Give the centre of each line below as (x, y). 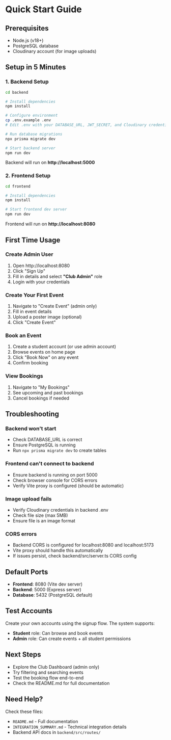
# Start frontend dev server (36, 209)
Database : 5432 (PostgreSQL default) (52, 595)
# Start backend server (31, 148)
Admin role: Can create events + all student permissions (72, 639)
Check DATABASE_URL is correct (47, 440)
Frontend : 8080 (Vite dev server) (48, 584)
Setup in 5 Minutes (36, 67)
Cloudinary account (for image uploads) (54, 51)
